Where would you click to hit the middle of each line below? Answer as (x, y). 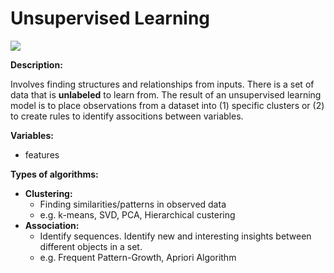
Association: (52, 225)
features (42, 154)
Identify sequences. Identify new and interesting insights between (175, 236)
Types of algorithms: (54, 174)
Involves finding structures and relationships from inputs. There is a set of (162, 84)
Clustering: (48, 193)
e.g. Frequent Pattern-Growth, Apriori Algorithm (138, 257)
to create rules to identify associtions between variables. (127, 116)
